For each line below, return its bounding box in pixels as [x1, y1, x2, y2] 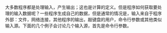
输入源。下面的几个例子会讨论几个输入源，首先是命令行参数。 [5, 23, 132, 29]
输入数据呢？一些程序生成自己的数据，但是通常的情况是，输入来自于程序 [13, 10, 162, 16]
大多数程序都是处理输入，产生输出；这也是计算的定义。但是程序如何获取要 [5, 4, 158, 10]
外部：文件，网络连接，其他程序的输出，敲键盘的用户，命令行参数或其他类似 [5, 17, 162, 22]
